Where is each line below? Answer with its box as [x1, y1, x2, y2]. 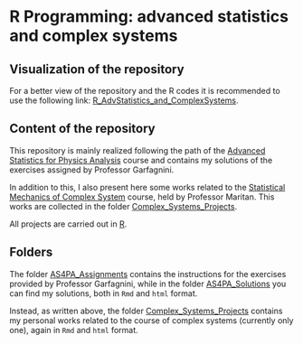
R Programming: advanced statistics [9, 6, 289, 27]
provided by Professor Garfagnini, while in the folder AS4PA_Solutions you [9, 278, 287, 289]
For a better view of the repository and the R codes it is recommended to [9, 86, 280, 96]
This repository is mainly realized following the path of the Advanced [9, 144, 266, 155]
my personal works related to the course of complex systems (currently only [9, 314, 294, 326]
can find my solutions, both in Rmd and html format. [9, 287, 198, 299]
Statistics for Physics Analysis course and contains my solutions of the [9, 154, 273, 165]
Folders [9, 245, 53, 260]
